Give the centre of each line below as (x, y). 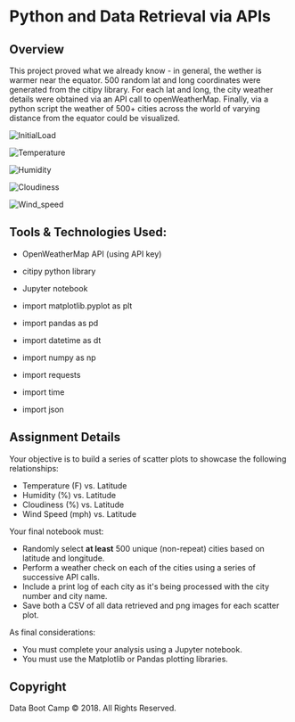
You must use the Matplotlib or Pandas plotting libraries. (125, 659)
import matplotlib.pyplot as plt (77, 306)
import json (43, 409)
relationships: (34, 468)
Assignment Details (65, 437)
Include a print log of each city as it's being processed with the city (146, 587)
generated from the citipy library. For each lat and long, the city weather (141, 90)
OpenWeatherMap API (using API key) (92, 254)
